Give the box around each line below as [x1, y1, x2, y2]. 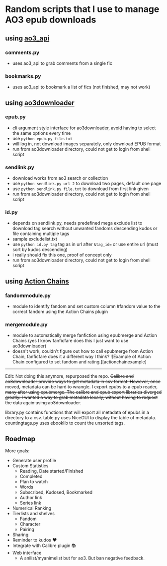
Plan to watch [19, 479, 48, 485]
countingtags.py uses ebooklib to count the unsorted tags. [5, 420, 125, 426]
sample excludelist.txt [12, 236, 57, 242]
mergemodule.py [5, 321, 48, 328]
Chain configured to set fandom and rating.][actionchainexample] [12, 359, 147, 365]
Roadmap [5, 434, 36, 443]
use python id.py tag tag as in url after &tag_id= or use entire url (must [12, 241, 159, 248]
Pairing [19, 527, 35, 533]
